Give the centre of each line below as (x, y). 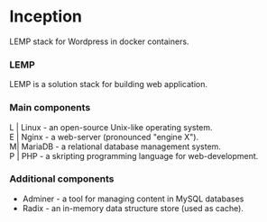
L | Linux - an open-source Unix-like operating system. (111, 127)
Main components (50, 108)
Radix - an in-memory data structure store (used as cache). (133, 208)
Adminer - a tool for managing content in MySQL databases (133, 199)
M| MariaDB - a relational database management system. (115, 147)
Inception (46, 17)
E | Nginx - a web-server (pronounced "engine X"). (104, 137)
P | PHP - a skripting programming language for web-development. (134, 155)
